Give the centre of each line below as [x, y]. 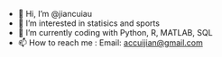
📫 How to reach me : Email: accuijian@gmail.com [110, 43]
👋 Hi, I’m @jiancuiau [55, 14]
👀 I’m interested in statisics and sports [89, 23]
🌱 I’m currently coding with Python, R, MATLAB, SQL [116, 33]
